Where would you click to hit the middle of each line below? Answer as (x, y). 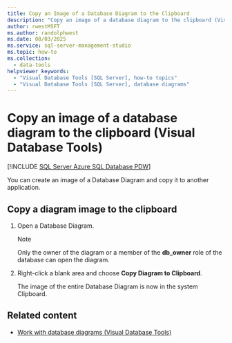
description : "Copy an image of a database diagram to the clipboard (109, 20)
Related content (42, 316)
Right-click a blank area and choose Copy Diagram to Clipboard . (109, 273)
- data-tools (32, 65)
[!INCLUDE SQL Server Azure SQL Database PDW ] (79, 167)
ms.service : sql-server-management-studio (69, 46)
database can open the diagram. (64, 260)
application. (24, 188)
